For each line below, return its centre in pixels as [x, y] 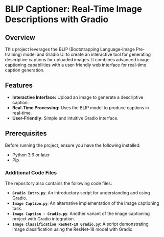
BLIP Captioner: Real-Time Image [74, 9]
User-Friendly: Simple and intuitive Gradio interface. [65, 118]
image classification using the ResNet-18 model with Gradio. [73, 229]
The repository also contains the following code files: [59, 183]
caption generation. [25, 70]
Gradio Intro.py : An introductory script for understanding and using [81, 192]
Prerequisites [26, 133]
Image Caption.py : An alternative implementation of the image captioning [86, 203]
